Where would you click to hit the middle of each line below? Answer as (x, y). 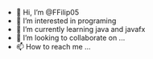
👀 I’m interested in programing (66, 21)
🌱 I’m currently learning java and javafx (81, 29)
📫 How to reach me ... (53, 47)
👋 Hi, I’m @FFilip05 (47, 12)
